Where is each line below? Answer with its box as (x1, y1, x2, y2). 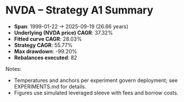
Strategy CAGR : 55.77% (13, 42, 73, 49)
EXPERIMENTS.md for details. (13, 83, 87, 90)
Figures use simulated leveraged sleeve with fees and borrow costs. (13, 89, 179, 96)
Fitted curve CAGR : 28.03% (13, 35, 83, 42)
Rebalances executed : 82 (13, 54, 77, 61)
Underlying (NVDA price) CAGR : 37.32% (13, 29, 113, 36)
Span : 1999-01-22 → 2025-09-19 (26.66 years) (13, 23, 129, 30)
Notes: (5, 65, 22, 72)
